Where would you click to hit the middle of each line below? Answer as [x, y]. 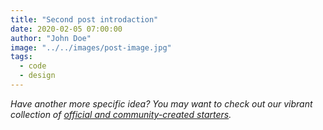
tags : [21, 57]
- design [37, 76]
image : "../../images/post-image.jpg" [91, 47]
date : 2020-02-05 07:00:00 [66, 29]
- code [33, 66]
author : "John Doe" [51, 38]
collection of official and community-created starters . [121, 114]
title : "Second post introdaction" [84, 19]
